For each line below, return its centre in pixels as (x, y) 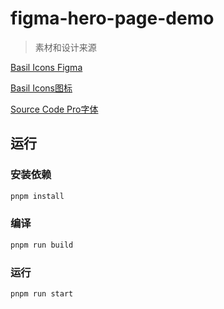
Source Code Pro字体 (54, 109)
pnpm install (37, 196)
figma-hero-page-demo (112, 18)
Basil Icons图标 (41, 88)
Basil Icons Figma (46, 67)
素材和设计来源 (65, 47)
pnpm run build (42, 245)
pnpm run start (42, 293)
